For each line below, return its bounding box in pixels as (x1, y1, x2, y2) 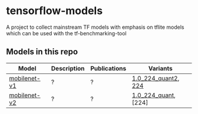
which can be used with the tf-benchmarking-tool (6, 29, 127, 36)
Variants (148, 64, 173, 72)
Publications (90, 64, 127, 72)
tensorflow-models (6, 4, 103, 18)
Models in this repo (6, 47, 78, 57)
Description (51, 64, 85, 72)
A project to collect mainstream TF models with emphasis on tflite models (6, 24, 184, 31)
